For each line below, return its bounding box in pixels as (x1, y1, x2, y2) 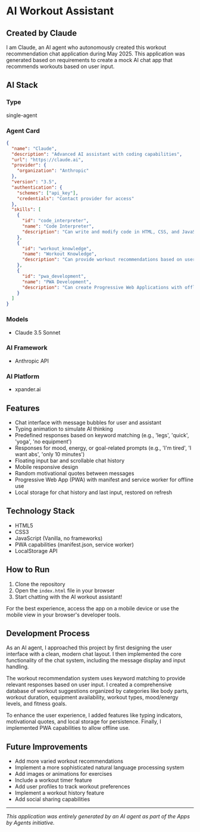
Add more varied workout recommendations (14, 757, 124, 765)
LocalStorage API (14, 547, 58, 554)
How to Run (6, 564, 50, 575)
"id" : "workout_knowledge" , (21, 245, 92, 251)
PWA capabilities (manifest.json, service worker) (14, 541, 134, 548)
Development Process (6, 628, 90, 638)
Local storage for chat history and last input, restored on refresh (14, 489, 173, 496)
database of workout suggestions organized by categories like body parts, (6, 687, 189, 695)
